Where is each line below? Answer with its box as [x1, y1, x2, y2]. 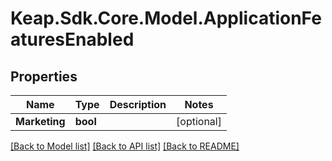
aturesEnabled [10, 28, 135, 51]
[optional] [176, 115, 222, 128]
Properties [10, 68, 78, 85]
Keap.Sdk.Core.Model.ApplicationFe [10, 7, 322, 30]
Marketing [15, 115, 66, 128]
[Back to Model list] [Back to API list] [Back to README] [10, 140, 240, 152]
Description [109, 98, 167, 111]
